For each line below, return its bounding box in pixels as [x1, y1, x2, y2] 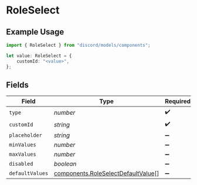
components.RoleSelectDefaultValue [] [53, 169, 159, 177]
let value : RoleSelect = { [6, 53, 72, 59]
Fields [6, 80, 29, 90]
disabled [9, 160, 33, 167]
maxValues [9, 151, 36, 158]
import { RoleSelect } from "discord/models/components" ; [6, 42, 151, 48]
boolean [53, 160, 77, 168]
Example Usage [6, 27, 64, 37]
